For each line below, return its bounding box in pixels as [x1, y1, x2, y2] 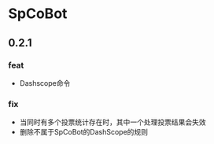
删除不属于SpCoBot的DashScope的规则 [19, 127, 148, 137]
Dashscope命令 [19, 78, 71, 87]
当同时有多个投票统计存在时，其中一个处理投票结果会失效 [19, 117, 206, 127]
